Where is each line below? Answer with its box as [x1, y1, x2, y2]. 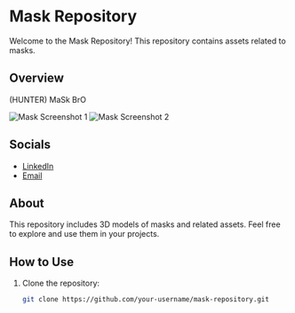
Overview [9, 71, 65, 86]
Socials [9, 137, 52, 153]
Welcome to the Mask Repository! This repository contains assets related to [9, 35, 286, 46]
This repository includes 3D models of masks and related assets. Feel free [9, 219, 282, 230]
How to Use [9, 254, 75, 270]
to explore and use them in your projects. [9, 229, 160, 239]
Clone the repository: [21, 278, 100, 289]
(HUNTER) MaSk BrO [9, 94, 87, 105]
